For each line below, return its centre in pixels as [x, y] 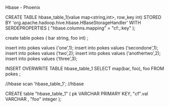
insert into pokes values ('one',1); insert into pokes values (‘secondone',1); [82, 48]
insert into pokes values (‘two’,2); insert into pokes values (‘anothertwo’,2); [83, 53]
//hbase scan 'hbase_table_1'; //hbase [45, 84]
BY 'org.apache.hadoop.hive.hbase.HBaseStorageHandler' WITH [73, 23]
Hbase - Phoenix [23, 7]
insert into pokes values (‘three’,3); [41, 59]
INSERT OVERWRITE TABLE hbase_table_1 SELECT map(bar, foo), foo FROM [85, 69]
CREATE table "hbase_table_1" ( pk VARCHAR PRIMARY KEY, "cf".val [77, 93]
